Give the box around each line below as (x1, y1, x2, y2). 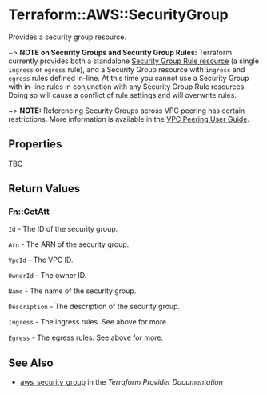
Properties (8, 138, 62, 151)
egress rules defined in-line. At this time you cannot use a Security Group (8, 73, 249, 83)
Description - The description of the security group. (8, 302, 181, 312)
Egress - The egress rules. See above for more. (8, 333, 164, 342)
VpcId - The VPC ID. (8, 255, 74, 265)
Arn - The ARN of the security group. (8, 240, 130, 249)
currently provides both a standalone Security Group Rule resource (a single (8, 56, 260, 66)
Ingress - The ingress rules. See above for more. (8, 317, 169, 327)
